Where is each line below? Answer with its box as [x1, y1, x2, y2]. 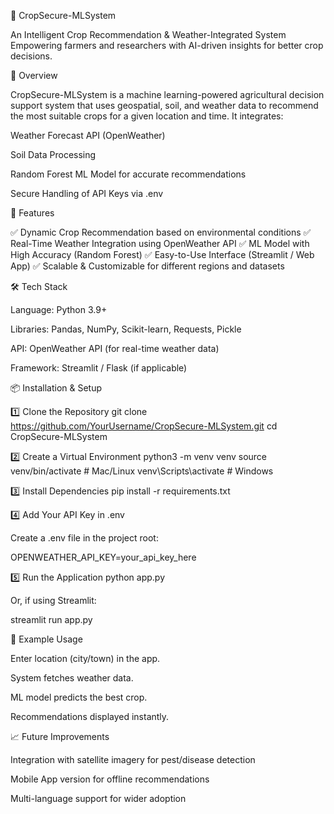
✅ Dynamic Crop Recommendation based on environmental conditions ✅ [10, 226, 312, 238]
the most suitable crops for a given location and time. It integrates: [10, 110, 284, 122]
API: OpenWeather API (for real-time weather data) [10, 343, 220, 354]
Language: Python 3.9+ [10, 304, 108, 315]
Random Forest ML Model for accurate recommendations [10, 168, 247, 180]
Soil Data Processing [10, 149, 97, 160]
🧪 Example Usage [10, 633, 83, 645]
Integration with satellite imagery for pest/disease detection [10, 754, 256, 765]
